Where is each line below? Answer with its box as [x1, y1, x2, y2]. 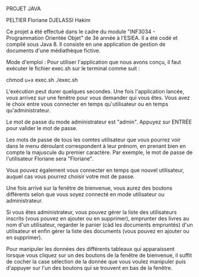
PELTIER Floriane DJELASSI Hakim [6, 17, 91, 23]
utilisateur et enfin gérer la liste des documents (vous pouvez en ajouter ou [6, 228, 190, 234]
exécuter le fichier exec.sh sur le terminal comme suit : [6, 65, 140, 72]
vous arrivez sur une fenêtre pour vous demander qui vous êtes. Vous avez [6, 95, 190, 101]
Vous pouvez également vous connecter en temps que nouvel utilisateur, [6, 166, 185, 174]
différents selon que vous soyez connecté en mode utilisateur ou [6, 191, 165, 198]
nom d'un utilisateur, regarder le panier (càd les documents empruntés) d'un [6, 221, 193, 228]
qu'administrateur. [6, 107, 51, 114]
